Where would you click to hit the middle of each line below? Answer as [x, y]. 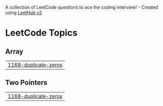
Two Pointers [26, 83]
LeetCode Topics [42, 33]
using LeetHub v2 [24, 13]
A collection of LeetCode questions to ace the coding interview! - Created [82, 7]
